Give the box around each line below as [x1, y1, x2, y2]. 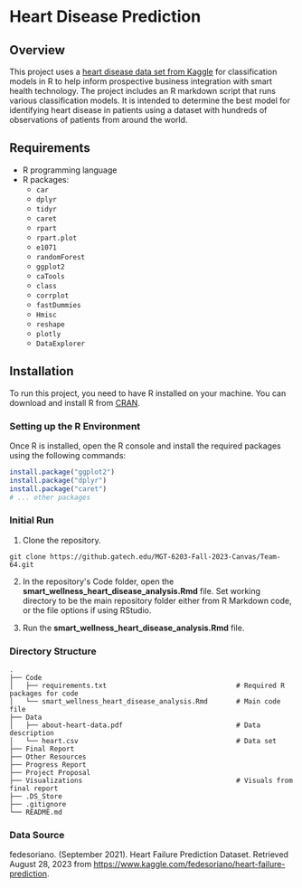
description [9, 729, 54, 738]
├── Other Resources [9, 752, 88, 761]
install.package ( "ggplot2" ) [9, 468, 116, 477]
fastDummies [35, 300, 81, 309]
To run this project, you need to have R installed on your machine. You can [9, 387, 287, 399]
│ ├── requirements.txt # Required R [9, 681, 285, 691]
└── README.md [9, 808, 63, 817]
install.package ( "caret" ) [9, 484, 107, 494]
